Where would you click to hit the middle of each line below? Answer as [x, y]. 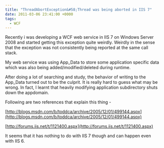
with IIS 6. [15, 141]
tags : [11, 19]
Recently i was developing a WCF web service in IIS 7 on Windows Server [80, 37]
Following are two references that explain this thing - [58, 102]
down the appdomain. [27, 93]
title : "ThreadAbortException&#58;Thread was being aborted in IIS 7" [79, 10]
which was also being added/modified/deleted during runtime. [68, 68]
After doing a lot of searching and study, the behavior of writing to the [75, 77]
